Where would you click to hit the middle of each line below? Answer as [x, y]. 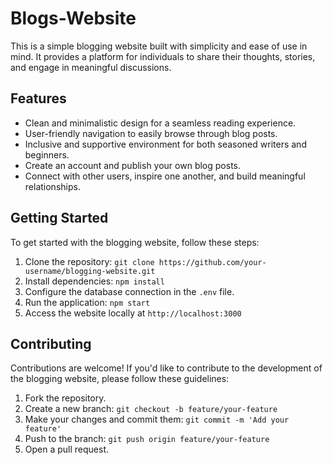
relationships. [52, 186]
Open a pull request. [67, 449]
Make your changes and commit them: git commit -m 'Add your [157, 419]
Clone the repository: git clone [89, 261]
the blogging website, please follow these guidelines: [120, 379]
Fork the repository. [65, 398]
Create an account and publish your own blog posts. [132, 165]
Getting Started [59, 218]
